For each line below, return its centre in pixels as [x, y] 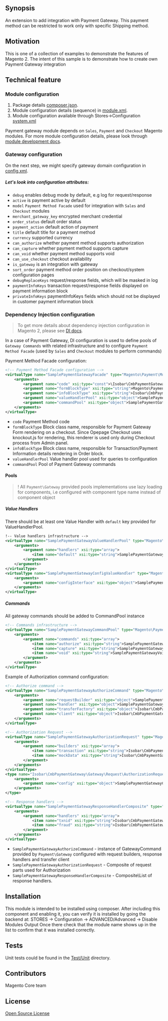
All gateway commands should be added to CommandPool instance [75, 616]
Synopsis [20, 8]
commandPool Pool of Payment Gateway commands [64, 464]
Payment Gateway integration [35, 64]
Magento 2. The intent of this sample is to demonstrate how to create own [81, 59]
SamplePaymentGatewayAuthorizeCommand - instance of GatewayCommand [87, 848]
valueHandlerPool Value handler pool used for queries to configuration [85, 459]
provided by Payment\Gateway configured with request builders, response [87, 854]
